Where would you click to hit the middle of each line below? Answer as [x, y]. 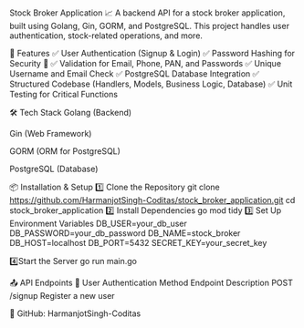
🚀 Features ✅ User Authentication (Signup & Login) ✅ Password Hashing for [152, 53]
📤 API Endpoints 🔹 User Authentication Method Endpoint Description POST [152, 282]
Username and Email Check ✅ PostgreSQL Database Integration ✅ [135, 74]
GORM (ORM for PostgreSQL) [65, 151]
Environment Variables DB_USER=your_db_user [98, 223]
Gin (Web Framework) [51, 133]
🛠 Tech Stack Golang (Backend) [71, 113]
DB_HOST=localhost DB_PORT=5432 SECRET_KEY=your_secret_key [138, 243]
